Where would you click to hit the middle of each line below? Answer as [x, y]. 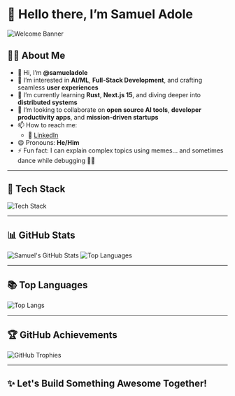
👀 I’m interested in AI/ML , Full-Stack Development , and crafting [110, 80]
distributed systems [48, 102]
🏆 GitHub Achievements [62, 335]
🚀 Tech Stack [36, 189]
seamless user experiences [58, 87]
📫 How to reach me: [47, 125]
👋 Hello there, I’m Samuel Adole [100, 14]
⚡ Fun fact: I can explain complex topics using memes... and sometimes [120, 150]
